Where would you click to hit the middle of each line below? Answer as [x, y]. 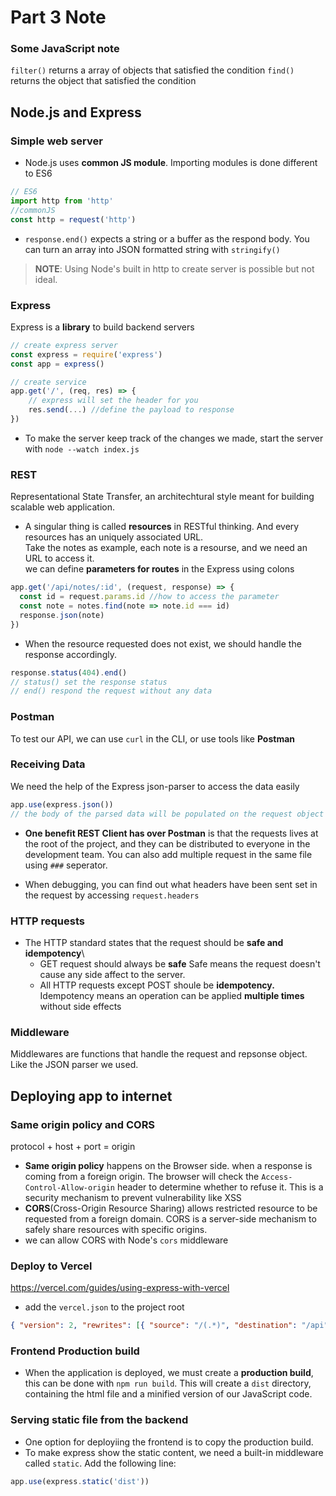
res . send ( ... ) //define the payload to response [131, 410]
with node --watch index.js [82, 448]
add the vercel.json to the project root [104, 1307]
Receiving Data [48, 764]
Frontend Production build [75, 1351]
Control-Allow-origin [69, 1187]
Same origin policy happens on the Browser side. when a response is [168, 1165]
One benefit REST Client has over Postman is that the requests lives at [171, 833]
